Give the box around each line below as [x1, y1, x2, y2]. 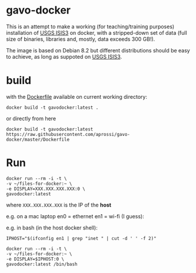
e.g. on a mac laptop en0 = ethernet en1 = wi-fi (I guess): [6, 212, 144, 219]
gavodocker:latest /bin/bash [6, 261, 78, 267]
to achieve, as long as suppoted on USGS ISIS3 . [6, 53, 122, 60]
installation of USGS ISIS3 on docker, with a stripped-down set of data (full [6, 29, 187, 36]
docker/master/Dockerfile [6, 136, 69, 142]
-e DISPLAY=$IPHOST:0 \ [6, 256, 65, 262]
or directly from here [6, 115, 57, 122]
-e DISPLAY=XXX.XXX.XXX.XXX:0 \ [6, 186, 85, 192]
